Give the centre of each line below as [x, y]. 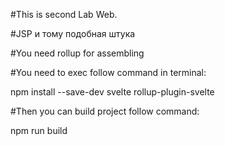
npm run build [39, 130]
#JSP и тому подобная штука [73, 33]
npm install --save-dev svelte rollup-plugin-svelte [112, 92]
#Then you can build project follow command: [105, 111]
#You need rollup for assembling [77, 53]
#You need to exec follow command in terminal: [108, 72]
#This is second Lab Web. [64, 14]
